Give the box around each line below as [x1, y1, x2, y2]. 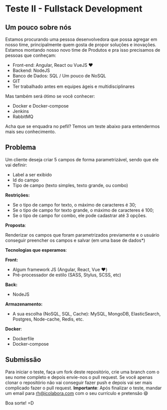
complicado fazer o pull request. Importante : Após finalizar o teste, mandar [5, 385, 162, 391]
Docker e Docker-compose [12, 103, 69, 109]
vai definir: [5, 162, 28, 168]
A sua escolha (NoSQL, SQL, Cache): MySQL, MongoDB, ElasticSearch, [12, 311, 161, 317]
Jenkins [12, 109, 29, 114]
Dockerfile [12, 335, 34, 342]
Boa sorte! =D [5, 400, 34, 406]
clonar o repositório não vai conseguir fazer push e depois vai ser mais [5, 379, 152, 385]
